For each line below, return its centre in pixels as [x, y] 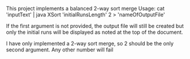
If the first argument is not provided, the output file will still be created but [95, 26]
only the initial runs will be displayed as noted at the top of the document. [95, 32]
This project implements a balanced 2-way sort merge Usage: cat [85, 8]
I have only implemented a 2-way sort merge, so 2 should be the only [90, 44]
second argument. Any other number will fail [60, 50]
